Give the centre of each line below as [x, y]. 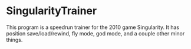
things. [14, 40]
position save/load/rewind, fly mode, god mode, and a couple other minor [95, 33]
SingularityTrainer [52, 11]
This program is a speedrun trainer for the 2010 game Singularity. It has [93, 27]
